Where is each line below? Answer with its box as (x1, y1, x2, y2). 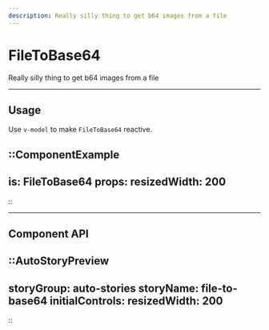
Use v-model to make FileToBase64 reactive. (8, 125, 153, 135)
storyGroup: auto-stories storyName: (8, 281, 199, 295)
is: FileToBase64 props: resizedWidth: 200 (8, 175, 227, 189)
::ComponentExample (8, 147, 120, 161)
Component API (8, 227, 90, 240)
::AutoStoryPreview (8, 254, 110, 268)
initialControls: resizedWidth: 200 (49, 294, 223, 308)
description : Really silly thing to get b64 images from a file (8, 11, 227, 20)
